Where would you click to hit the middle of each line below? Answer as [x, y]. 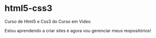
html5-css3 [29, 8]
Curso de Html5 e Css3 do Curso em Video [47, 21]
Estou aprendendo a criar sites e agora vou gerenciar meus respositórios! [78, 30]
